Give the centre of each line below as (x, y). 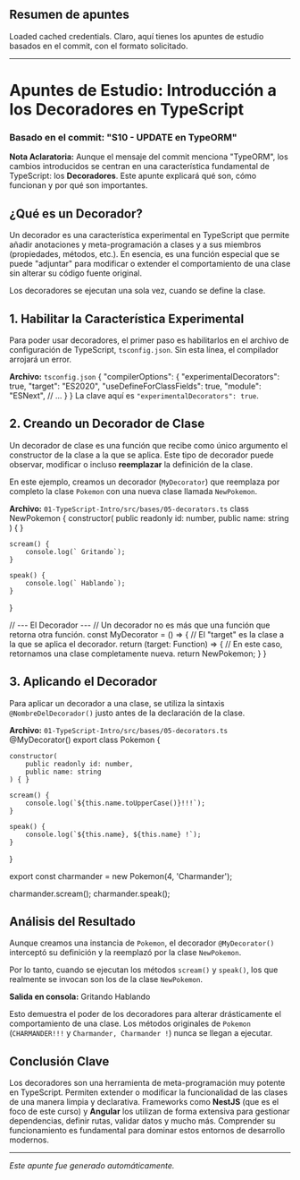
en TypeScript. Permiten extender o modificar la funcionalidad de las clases (149, 1092)
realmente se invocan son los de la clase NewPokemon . (106, 979)
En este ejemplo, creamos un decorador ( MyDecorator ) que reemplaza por (145, 482)
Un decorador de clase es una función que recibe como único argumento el (149, 445)
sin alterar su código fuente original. (76, 273)
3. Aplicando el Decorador (83, 682)
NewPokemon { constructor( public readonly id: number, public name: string (149, 517)
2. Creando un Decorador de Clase (107, 424)
